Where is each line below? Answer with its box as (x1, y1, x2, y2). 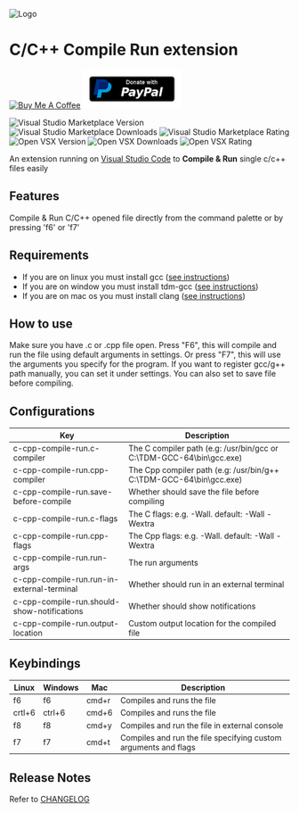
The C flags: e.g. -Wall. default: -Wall (128, 509, 265, 519)
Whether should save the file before (128, 486, 260, 497)
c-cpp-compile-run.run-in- (12, 574, 119, 585)
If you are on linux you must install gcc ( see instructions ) (21, 271, 230, 282)
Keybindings (9, 656, 82, 671)
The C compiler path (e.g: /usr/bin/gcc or (128, 443, 279, 453)
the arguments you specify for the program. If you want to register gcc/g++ (9, 359, 287, 369)
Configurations (9, 403, 95, 419)
